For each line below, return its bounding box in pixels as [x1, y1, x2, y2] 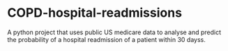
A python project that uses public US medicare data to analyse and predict [7, 28, 222, 36]
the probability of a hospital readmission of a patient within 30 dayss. [7, 35, 206, 43]
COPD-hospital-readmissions [7, 5, 183, 21]
